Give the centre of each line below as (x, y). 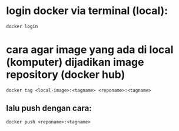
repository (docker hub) (66, 75)
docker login (22, 26)
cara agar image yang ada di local (90, 50)
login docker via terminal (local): (87, 11)
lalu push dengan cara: (49, 108)
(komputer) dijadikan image (75, 62)
